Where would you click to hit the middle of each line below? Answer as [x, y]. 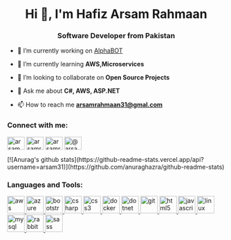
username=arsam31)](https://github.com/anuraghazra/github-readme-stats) [116, 167]
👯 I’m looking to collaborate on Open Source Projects [93, 77]
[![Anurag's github [33, 159]
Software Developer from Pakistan [116, 36]
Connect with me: [38, 125]
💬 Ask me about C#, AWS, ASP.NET [68, 91]
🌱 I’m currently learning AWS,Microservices [81, 64]
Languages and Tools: [45, 185]
